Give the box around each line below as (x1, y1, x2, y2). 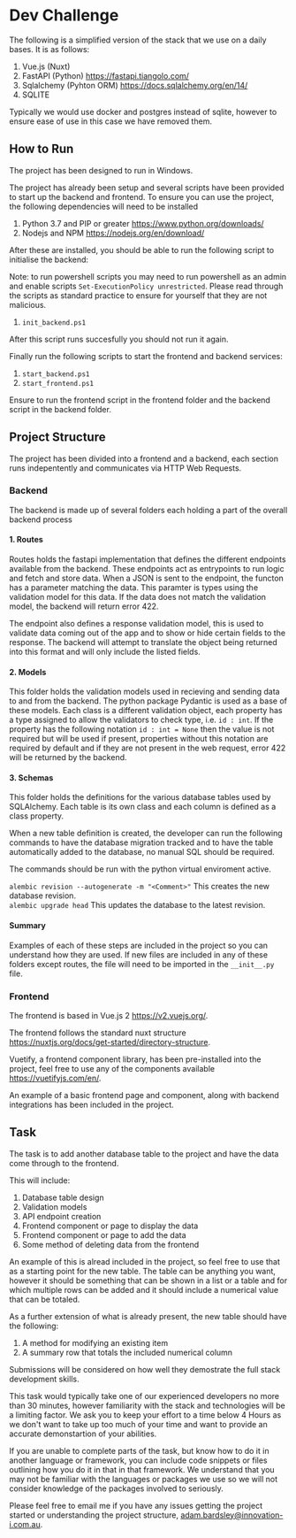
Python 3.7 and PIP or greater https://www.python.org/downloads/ (21, 218, 264, 228)
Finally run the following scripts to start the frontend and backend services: (9, 350, 283, 361)
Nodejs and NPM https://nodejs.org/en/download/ (21, 227, 205, 238)
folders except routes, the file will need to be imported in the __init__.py (9, 958, 275, 969)
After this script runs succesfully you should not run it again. (9, 334, 229, 344)
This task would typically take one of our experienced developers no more (9, 1390, 280, 1401)
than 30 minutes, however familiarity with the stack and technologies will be (9, 1400, 285, 1411)
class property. (9, 811, 65, 821)
